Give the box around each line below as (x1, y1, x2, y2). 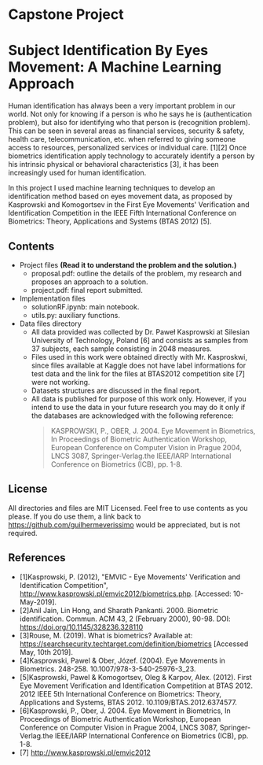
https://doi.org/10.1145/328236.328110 (19, 622, 144, 631)
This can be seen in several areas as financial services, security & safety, (8, 126, 245, 135)
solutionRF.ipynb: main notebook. (31, 301, 140, 312)
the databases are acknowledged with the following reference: (31, 411, 234, 420)
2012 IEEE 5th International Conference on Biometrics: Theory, (19, 689, 222, 698)
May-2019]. (19, 597, 57, 607)
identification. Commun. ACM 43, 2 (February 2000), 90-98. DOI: (19, 614, 231, 623)
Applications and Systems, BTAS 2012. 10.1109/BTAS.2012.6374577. (19, 697, 238, 707)
